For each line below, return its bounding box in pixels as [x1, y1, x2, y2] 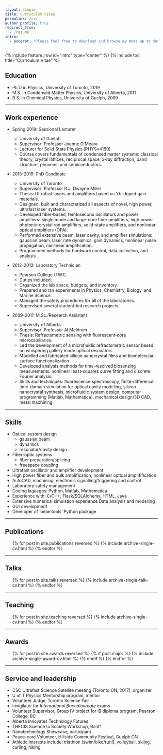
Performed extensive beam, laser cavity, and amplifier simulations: [19, 232, 153, 238]
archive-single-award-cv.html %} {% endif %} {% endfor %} [12, 656, 133, 661]
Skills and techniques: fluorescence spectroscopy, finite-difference [19, 378, 154, 385]
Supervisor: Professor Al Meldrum [19, 327, 87, 333]
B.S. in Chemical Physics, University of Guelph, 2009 [12, 94, 118, 100]
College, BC [12, 713, 36, 719]
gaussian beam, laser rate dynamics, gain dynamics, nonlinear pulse [19, 237, 156, 244]
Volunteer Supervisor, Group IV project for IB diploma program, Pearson [12, 708, 156, 714]
